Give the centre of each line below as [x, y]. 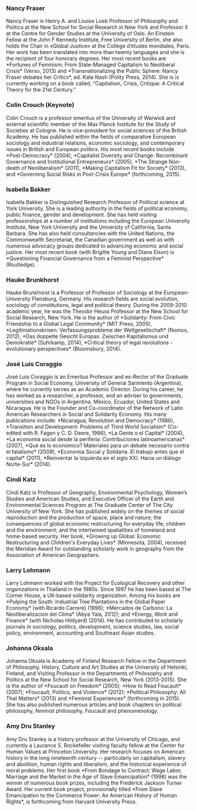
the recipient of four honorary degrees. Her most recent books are [86, 59]
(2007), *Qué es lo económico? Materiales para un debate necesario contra [98, 446]
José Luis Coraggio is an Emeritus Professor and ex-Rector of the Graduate [97, 377]
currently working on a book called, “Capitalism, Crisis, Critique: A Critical [95, 84]
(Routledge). [21, 264]
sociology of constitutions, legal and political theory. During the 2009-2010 [96, 305]
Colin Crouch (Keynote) [40, 105]
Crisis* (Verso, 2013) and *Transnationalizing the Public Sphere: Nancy [92, 71]
